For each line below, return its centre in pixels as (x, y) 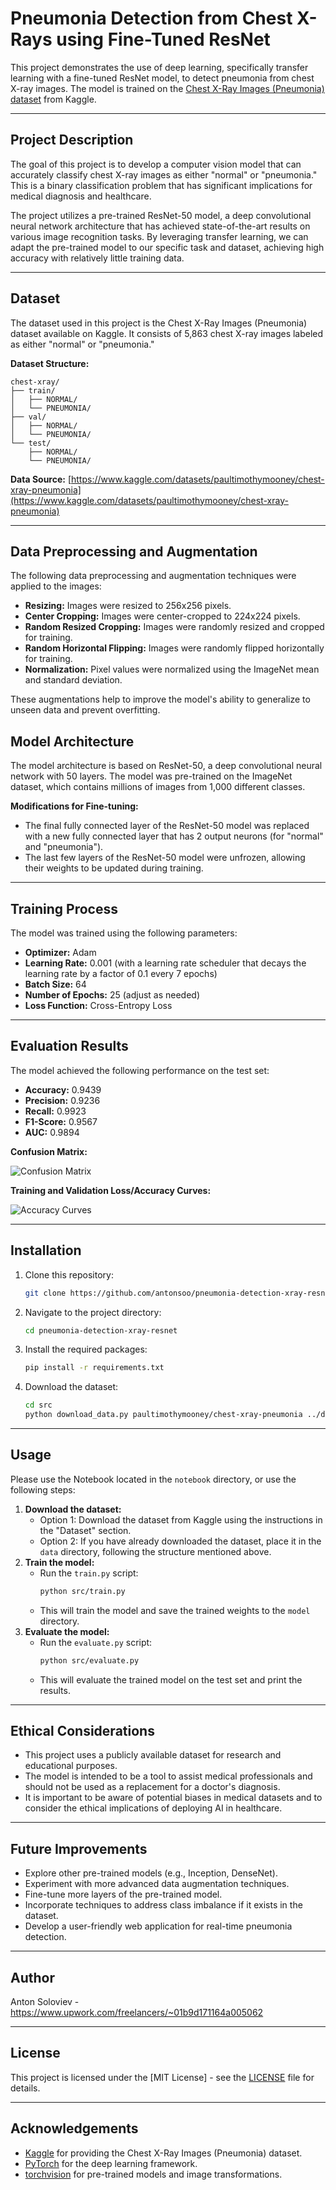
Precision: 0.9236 (62, 1100)
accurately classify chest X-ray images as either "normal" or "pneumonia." (164, 174)
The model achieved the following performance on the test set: (140, 1070)
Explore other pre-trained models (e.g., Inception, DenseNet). (151, 1873)
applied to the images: (56, 586)
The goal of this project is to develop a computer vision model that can (156, 164)
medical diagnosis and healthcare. (81, 196)
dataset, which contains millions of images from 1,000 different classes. (158, 787)
